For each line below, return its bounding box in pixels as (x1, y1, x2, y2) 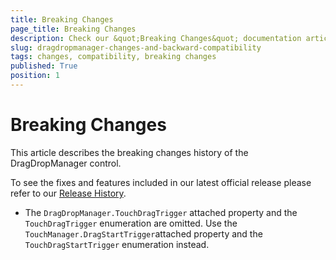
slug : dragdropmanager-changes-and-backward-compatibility (10, 42, 262, 53)
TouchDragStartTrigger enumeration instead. (24, 238, 210, 250)
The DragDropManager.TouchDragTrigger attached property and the (24, 206, 298, 218)
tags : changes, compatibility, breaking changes (10, 52, 217, 62)
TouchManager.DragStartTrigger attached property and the (24, 227, 263, 240)
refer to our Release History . (10, 187, 127, 199)
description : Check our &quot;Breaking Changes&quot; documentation (10, 33, 302, 43)
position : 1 (10, 71, 60, 81)
